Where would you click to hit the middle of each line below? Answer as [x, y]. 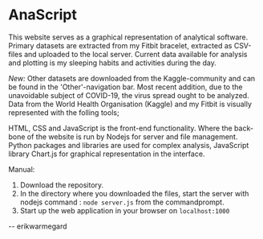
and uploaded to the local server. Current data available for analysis [136, 54]
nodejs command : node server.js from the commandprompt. [122, 202]
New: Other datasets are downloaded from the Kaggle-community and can [132, 78]
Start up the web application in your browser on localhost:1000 [125, 210]
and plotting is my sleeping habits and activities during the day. [112, 63]
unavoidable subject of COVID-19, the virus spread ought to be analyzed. [129, 95]
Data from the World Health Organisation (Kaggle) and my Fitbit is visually [130, 104]
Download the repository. [62, 185]
